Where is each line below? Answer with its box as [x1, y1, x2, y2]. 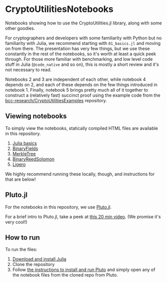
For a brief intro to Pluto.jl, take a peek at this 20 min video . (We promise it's [5, 213, 161, 220]
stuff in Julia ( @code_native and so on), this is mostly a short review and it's [5, 61, 160, 67]
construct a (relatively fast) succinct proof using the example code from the [5, 92, 161, 98]
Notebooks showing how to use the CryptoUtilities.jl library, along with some [5, 20, 162, 26]
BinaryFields [12, 145, 38, 151]
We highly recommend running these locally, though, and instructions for [5, 171, 155, 177]
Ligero [12, 161, 26, 167]
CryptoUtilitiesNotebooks [5, 3, 114, 15]
